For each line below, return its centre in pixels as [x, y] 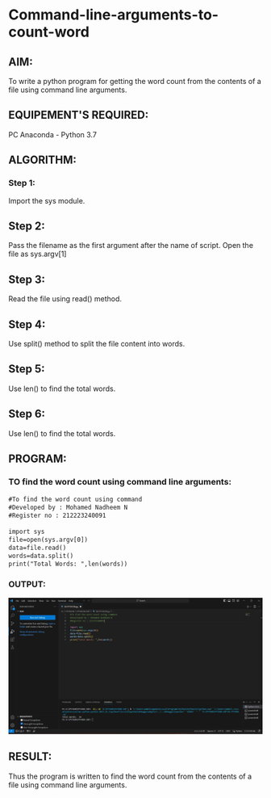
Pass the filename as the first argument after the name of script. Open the [131, 246]
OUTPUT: [27, 585]
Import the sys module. [47, 200]
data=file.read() [38, 548]
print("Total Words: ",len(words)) [68, 564]
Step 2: [27, 226]
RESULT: [30, 757]
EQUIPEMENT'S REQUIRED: [79, 115]
